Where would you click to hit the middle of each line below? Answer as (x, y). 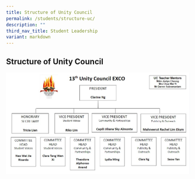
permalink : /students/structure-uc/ (51, 18)
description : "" (26, 25)
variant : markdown (28, 37)
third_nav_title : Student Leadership (52, 31)
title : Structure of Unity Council (49, 12)
